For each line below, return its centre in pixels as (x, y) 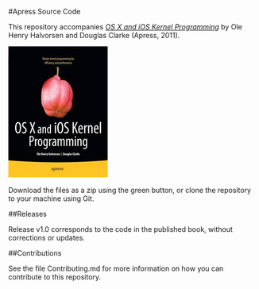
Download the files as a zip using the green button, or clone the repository (130, 190)
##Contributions (35, 253)
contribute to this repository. (55, 277)
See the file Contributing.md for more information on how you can (116, 268)
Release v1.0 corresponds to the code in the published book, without (120, 229)
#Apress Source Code (44, 12)
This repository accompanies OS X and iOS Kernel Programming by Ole (125, 27)
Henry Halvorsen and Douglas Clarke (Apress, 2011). (94, 35)
